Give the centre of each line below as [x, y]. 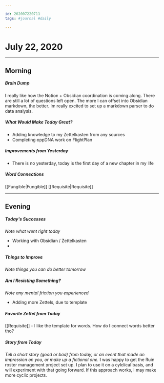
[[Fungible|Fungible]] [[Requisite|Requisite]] [49, 186]
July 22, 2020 [34, 47]
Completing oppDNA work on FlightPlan [52, 140]
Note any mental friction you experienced [47, 293]
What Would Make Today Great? [39, 122]
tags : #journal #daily [28, 18]
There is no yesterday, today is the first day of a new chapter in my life [83, 163]
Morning [18, 71]
